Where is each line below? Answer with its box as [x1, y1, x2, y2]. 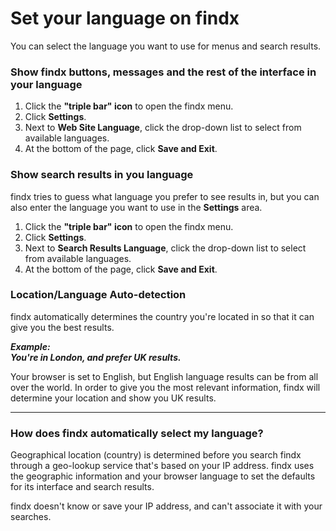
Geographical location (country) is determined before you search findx [10, 449, 302, 461]
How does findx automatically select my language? [10, 426, 264, 440]
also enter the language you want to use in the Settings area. [10, 201, 263, 213]
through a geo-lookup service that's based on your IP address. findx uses [10, 460, 315, 472]
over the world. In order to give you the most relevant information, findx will [10, 381, 321, 393]
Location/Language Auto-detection [10, 288, 187, 302]
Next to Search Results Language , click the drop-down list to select [24, 242, 307, 254]
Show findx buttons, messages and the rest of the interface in [10, 65, 317, 79]
